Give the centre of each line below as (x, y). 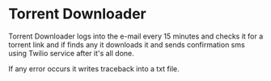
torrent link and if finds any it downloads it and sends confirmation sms (127, 44)
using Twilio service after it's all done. (72, 53)
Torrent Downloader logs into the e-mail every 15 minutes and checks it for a (136, 36)
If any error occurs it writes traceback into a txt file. (94, 68)
